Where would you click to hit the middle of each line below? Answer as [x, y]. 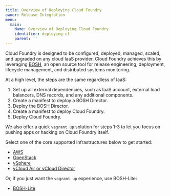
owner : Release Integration [35, 15]
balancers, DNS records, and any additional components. [73, 95]
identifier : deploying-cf [42, 34]
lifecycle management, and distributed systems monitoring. [68, 69]
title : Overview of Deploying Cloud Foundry [54, 10]
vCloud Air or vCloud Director [44, 168]
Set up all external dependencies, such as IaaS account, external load [86, 89]
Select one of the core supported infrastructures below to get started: [79, 142]
